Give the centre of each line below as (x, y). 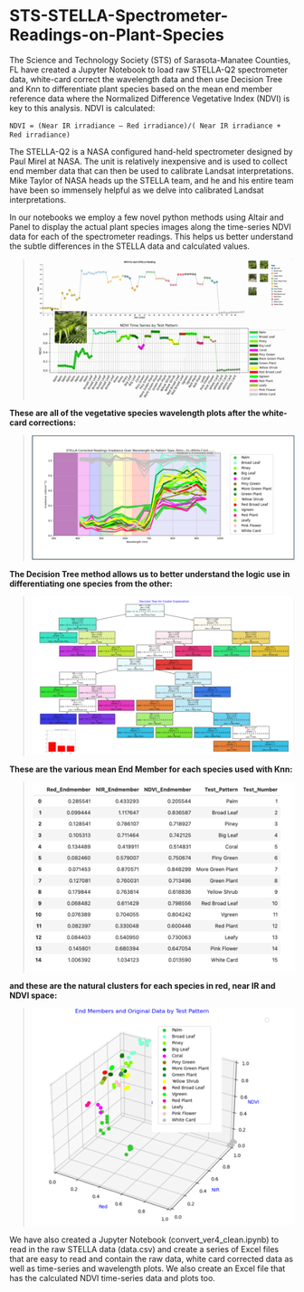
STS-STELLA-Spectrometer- (119, 16)
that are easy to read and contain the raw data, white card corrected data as (152, 1259)
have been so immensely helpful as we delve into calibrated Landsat (137, 190)
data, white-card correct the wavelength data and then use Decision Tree (146, 79)
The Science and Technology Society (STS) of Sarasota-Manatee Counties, (150, 60)
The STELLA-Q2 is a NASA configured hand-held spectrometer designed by (151, 151)
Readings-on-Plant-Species (117, 35)
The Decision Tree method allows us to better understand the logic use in (150, 574)
